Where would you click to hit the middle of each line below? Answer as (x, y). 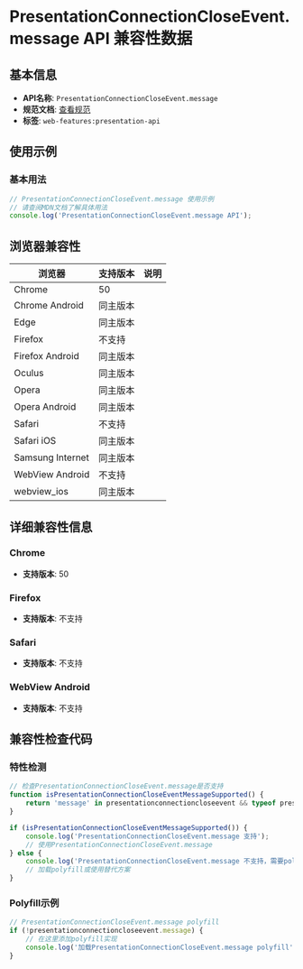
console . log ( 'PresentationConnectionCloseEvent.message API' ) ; (131, 216)
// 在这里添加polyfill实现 (71, 939)
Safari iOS (35, 441)
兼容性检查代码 (51, 739)
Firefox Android (46, 356)
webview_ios (41, 492)
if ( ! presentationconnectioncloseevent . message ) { (106, 931)
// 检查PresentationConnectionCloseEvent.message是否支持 (116, 787)
